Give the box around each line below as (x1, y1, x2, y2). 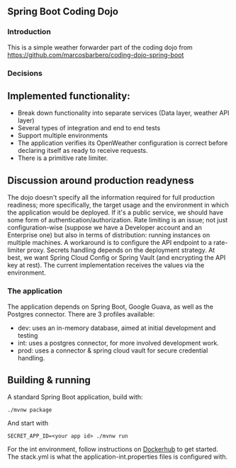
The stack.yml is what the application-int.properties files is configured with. (7, 452, 228, 461)
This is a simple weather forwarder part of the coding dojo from (7, 42, 193, 52)
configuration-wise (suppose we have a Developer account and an (7, 223, 202, 232)
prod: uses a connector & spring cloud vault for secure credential (17, 346, 208, 355)
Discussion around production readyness (7, 174, 194, 186)
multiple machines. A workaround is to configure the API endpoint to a (7, 239, 213, 247)
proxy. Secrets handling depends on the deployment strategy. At (27, 246, 215, 254)
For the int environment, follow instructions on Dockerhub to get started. (7, 445, 218, 454)
